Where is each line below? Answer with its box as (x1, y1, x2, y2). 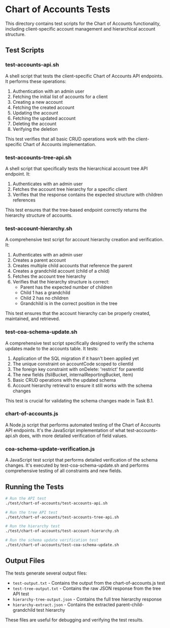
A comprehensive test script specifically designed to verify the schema (5, 340, 154, 346)
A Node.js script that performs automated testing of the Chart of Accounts (5, 421, 161, 428)
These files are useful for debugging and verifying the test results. (5, 617, 144, 623)
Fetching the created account (12, 104, 75, 110)
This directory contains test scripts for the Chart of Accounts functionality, (5, 20, 161, 26)
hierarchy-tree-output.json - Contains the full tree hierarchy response (12, 596, 162, 602)
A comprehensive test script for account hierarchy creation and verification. (5, 237, 164, 243)
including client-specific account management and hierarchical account (5, 25, 156, 32)
